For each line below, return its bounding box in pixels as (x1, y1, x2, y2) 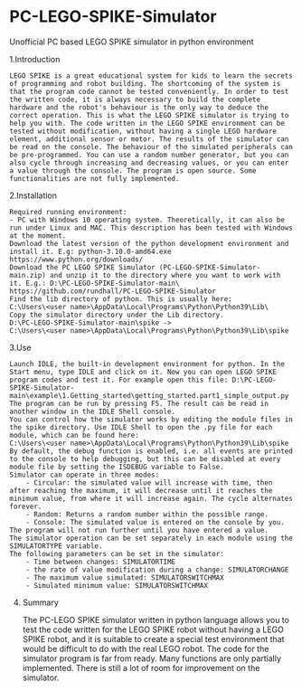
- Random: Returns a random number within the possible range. (25, 509, 269, 519)
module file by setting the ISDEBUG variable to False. (9, 462, 224, 471)
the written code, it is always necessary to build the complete (9, 95, 260, 104)
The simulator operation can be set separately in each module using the (9, 534, 294, 543)
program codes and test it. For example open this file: (9, 375, 229, 384)
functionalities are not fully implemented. (9, 174, 180, 183)
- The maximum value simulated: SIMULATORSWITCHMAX (25, 572, 224, 582)
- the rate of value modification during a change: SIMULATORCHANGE (25, 565, 289, 574)
